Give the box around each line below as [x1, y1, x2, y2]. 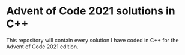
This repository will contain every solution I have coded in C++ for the [6, 36, 179, 44]
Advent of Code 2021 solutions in [6, 4, 175, 18]
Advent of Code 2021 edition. [6, 43, 79, 50]
